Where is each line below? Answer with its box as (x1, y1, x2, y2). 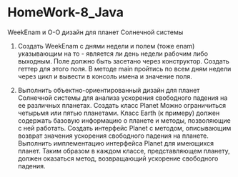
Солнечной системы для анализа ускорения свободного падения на (17, 93, 228, 102)
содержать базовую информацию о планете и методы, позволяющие (17, 116, 231, 125)
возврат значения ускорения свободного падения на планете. (17, 131, 209, 140)
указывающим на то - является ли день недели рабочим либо (17, 49, 209, 58)
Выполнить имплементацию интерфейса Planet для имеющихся (17, 138, 214, 147)
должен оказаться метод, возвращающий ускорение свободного (17, 154, 219, 163)
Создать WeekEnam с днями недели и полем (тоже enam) (17, 41, 195, 50)
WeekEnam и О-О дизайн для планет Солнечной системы (7, 28, 184, 36)
